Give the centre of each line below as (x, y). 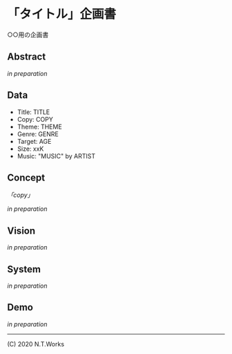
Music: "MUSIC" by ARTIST (56, 156)
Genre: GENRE (38, 134)
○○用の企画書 (28, 35)
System (24, 269)
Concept (26, 177)
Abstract (27, 57)
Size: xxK (30, 149)
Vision (21, 231)
